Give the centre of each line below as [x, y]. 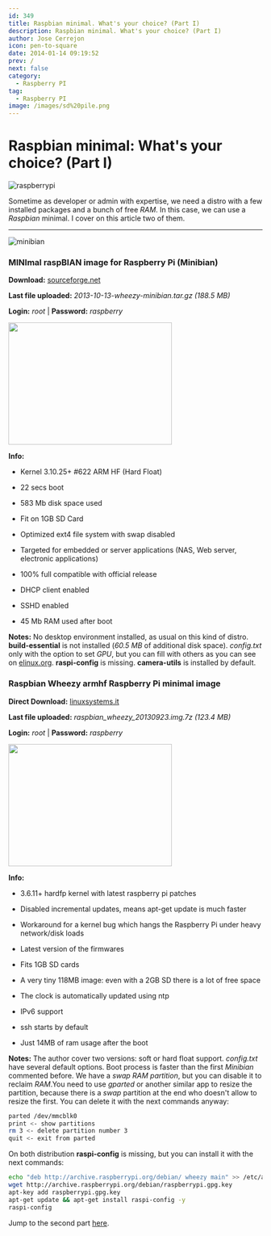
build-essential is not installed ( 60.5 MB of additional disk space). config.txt [135, 645]
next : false [28, 69]
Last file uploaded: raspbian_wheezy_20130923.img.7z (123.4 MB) [120, 717]
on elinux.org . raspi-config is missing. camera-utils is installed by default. [132, 662]
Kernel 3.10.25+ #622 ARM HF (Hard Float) [91, 472]
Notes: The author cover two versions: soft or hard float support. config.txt [133, 1058]
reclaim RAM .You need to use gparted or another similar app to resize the [130, 1084]
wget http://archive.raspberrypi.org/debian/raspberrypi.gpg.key [120, 1185]
